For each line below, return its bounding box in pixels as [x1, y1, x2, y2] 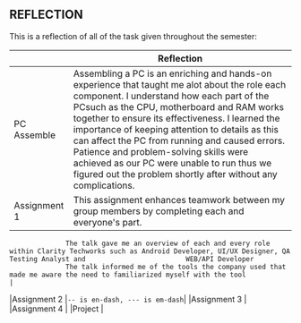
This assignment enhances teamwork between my [73, 193, 285, 206]
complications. [73, 179, 135, 191]
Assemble [13, 129, 56, 141]
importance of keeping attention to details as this [73, 123, 279, 135]
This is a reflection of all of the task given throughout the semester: [9, 30, 257, 41]
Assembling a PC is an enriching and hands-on [73, 67, 272, 80]
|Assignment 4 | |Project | [9, 303, 104, 314]
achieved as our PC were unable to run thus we [73, 157, 272, 169]
